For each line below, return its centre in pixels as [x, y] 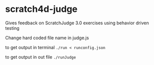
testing [12, 28]
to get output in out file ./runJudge [41, 57]
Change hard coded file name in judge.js [47, 38]
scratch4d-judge [41, 9]
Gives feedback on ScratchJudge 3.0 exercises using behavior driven [77, 23]
